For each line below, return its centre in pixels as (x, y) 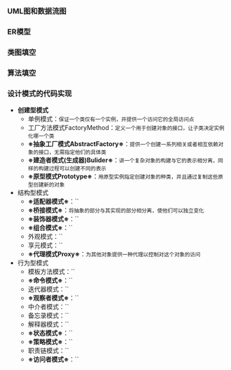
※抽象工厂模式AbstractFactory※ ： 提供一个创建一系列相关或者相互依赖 (123, 144)
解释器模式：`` (48, 324)
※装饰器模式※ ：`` (53, 218)
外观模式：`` (45, 236)
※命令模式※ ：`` (50, 280)
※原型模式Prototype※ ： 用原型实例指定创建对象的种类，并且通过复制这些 (123, 176)
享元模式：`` (45, 245)
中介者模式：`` (48, 306)
